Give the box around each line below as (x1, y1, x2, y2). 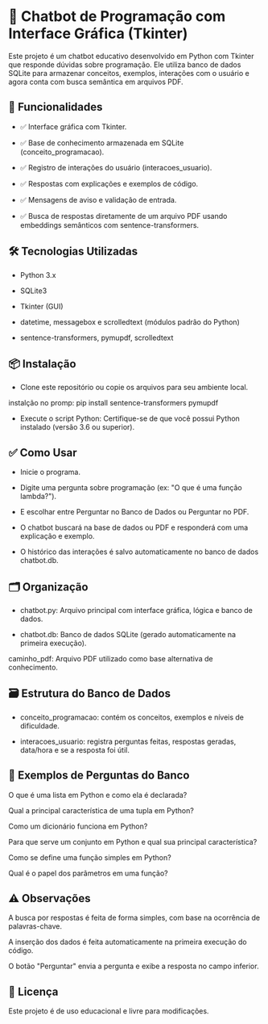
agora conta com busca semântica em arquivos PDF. (8, 77, 183, 86)
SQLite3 (19, 286, 47, 296)
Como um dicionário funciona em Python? (8, 821, 148, 831)
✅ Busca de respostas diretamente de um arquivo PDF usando (19, 211, 228, 220)
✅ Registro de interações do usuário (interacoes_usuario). (19, 162, 212, 172)
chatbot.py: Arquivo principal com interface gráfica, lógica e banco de (19, 606, 254, 615)
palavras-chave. (8, 921, 63, 931)
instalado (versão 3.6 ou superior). (19, 422, 135, 432)
